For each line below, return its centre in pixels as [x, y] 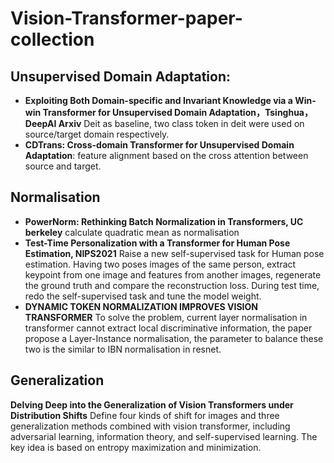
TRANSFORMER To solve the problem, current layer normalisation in [166, 317]
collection [52, 39]
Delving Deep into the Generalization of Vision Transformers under [152, 404]
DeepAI [40, 123]
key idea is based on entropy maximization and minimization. [136, 447]
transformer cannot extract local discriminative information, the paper [168, 328]
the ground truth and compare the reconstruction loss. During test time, [172, 285]
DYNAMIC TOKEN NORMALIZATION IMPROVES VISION [141, 306]
